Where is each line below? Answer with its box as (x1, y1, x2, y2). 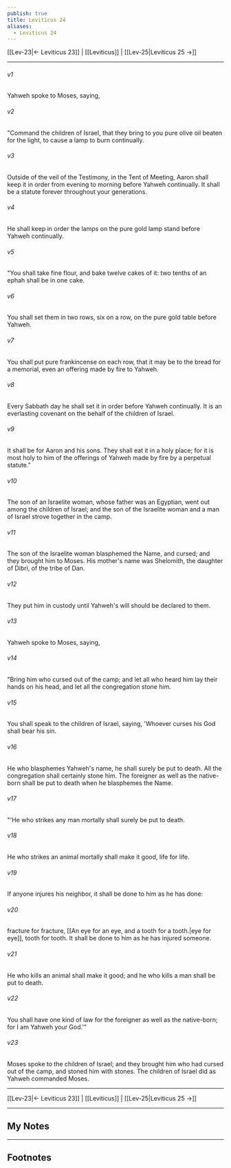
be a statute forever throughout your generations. (7, 187, 148, 196)
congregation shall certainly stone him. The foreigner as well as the (7, 771, 198, 780)
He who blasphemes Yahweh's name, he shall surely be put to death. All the (7, 764, 222, 772)
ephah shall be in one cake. (7, 276, 85, 285)
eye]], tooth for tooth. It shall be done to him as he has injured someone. (7, 934, 212, 943)
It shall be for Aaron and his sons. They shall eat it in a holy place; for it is (7, 446, 214, 454)
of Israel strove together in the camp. (7, 513, 112, 521)
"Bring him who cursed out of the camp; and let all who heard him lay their (7, 675, 218, 684)
